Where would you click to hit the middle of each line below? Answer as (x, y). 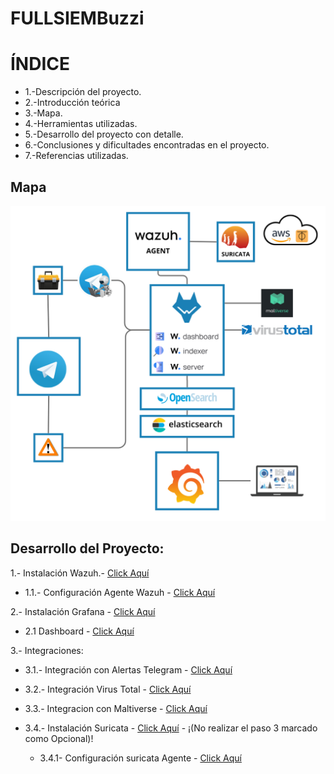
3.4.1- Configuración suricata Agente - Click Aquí (140, 758)
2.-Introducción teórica (72, 103)
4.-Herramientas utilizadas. (81, 124)
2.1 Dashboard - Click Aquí (79, 631)
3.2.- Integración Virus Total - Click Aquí (108, 689)
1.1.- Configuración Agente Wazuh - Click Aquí (120, 592)
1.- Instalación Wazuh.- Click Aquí (80, 573)
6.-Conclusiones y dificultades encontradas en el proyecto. (147, 145)
